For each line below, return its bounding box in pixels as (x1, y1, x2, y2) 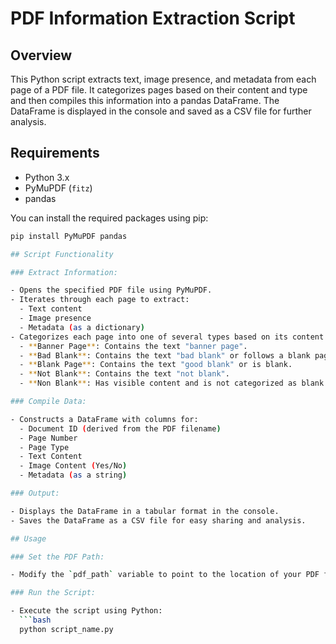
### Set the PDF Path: (10, 552, 105, 562)
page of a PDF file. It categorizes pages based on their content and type (10, 84, 308, 96)
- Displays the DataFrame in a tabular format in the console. (10, 506, 280, 516)
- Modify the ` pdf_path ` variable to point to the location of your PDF (10, 570, 320, 580)
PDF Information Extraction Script (10, 7, 296, 30)
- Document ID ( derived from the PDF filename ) (19, 423, 222, 434)
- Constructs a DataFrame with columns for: (10, 414, 199, 424)
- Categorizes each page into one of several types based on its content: (10, 332, 329, 342)
